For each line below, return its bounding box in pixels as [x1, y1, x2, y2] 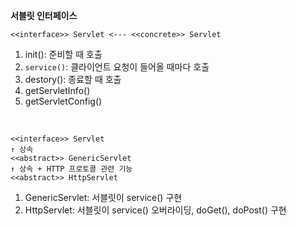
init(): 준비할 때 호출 [24, 49, 103, 60]
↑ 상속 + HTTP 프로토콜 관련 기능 [10, 164, 133, 174]
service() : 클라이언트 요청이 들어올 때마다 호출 [24, 61, 210, 73]
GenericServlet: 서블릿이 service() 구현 [24, 192, 183, 203]
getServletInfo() [24, 85, 91, 96]
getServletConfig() [24, 95, 103, 107]
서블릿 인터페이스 [10, 10, 78, 21]
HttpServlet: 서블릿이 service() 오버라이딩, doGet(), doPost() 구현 [24, 204, 287, 216]
